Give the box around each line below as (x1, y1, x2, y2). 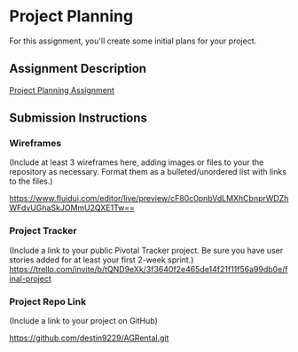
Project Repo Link (9, 295, 87, 308)
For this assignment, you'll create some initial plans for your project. (9, 35, 257, 46)
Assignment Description (9, 61, 147, 76)
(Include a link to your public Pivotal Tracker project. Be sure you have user (9, 245, 284, 255)
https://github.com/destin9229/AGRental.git (9, 332, 169, 343)
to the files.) (9, 176, 53, 187)
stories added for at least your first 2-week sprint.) (9, 254, 194, 265)
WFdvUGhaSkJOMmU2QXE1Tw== (9, 202, 136, 214)
